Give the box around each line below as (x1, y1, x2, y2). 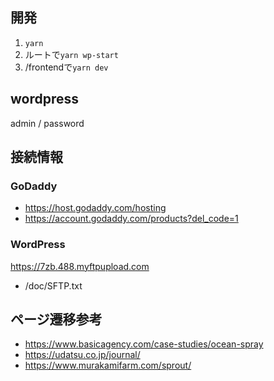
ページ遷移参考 (10, 311, 103, 328)
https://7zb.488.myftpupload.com (10, 260, 150, 272)
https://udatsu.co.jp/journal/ (24, 349, 141, 361)
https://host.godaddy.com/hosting (24, 202, 167, 214)
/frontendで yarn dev (24, 61, 109, 73)
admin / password (10, 117, 85, 129)
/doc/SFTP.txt (24, 279, 83, 292)
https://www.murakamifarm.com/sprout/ (24, 359, 192, 372)
